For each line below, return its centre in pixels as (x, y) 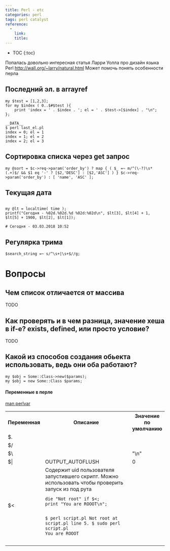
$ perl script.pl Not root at (81, 518)
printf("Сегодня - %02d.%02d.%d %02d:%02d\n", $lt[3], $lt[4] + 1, (78, 213)
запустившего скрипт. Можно (82, 476)
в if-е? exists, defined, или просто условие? (77, 329)
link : (20, 34)
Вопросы (25, 274)
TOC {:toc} (24, 53)
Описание (86, 422)
